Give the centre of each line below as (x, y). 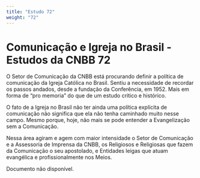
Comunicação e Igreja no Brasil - (89, 47)
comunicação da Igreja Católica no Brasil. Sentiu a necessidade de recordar (100, 83)
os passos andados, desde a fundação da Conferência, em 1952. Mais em (98, 89)
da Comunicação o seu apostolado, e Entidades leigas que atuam (87, 151)
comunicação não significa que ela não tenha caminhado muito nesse (92, 114)
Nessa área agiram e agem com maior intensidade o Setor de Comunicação (100, 138)
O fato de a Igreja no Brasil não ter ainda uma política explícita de (87, 107)
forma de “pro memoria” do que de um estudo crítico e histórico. (86, 96)
